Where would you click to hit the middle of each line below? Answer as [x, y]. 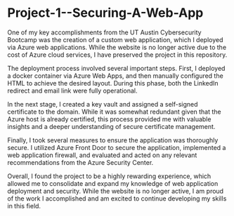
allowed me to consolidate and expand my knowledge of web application [113, 183]
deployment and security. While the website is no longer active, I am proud [115, 191]
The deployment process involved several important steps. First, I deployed [116, 68]
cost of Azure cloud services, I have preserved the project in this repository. [117, 55]
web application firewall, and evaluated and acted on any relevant [102, 155]
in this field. [24, 205]
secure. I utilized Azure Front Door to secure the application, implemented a [117, 147]
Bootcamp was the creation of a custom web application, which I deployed [115, 39]
